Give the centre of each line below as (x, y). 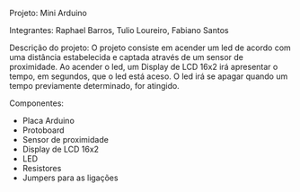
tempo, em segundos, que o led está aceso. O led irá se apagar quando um (149, 76)
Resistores (42, 168)
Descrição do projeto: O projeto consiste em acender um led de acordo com (150, 48)
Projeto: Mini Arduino (48, 13)
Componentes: (37, 103)
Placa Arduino (48, 121)
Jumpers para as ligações (70, 178)
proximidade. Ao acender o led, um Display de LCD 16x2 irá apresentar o (144, 67)
